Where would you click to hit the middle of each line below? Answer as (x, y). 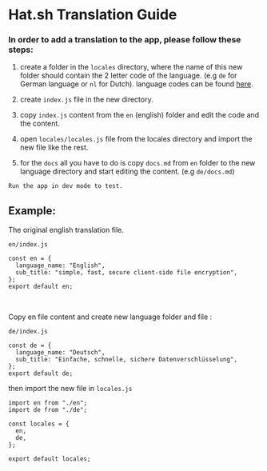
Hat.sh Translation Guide (93, 15)
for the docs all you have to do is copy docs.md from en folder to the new (137, 163)
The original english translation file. (66, 230)
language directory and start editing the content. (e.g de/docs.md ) (127, 172)
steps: (21, 50)
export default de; (41, 373)
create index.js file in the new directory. (86, 100)
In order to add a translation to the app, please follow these (125, 40)
